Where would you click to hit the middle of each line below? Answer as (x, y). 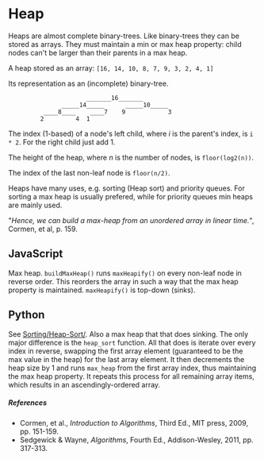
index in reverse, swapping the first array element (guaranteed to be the (126, 351)
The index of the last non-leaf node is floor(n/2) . (89, 172)
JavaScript (36, 254)
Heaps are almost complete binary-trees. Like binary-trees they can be (124, 36)
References (28, 403)
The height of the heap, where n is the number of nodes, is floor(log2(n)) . (131, 157)
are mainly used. (35, 205)
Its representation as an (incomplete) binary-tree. (88, 83)
